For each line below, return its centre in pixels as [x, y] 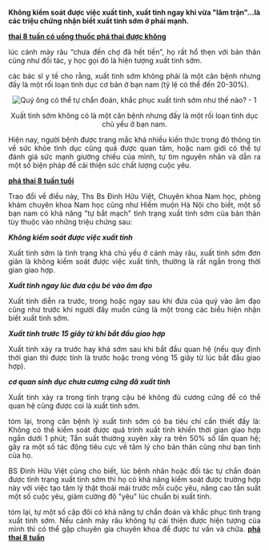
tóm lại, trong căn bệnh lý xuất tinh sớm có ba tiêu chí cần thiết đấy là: [134, 421]
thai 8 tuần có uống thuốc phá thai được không [87, 36]
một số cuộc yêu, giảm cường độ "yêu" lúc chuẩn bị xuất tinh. [110, 496]
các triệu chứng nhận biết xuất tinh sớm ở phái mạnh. [99, 21]
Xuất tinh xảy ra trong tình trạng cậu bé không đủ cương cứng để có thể [134, 397]
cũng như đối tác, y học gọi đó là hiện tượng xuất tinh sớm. [105, 61]
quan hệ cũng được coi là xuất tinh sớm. [74, 406]
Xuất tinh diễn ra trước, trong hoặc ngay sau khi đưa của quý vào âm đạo [134, 301]
